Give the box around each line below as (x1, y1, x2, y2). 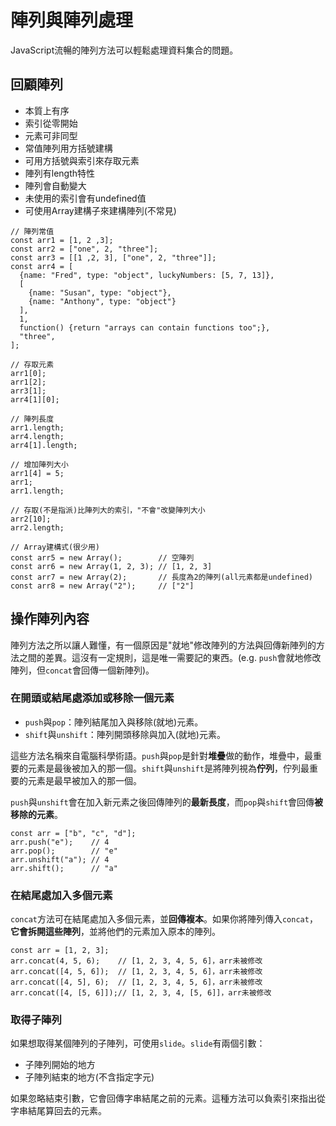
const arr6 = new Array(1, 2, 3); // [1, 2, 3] (10, 561, 213, 571)
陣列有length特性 (24, 167, 96, 179)
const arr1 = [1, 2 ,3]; (10, 235, 114, 245)
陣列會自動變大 (24, 179, 87, 191)
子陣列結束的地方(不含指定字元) (24, 1071, 155, 1083)
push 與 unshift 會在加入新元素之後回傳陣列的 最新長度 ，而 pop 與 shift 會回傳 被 (10, 796, 324, 808)
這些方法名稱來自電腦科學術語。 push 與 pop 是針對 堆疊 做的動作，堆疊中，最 (10, 749, 314, 761)
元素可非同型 (24, 129, 78, 141)
